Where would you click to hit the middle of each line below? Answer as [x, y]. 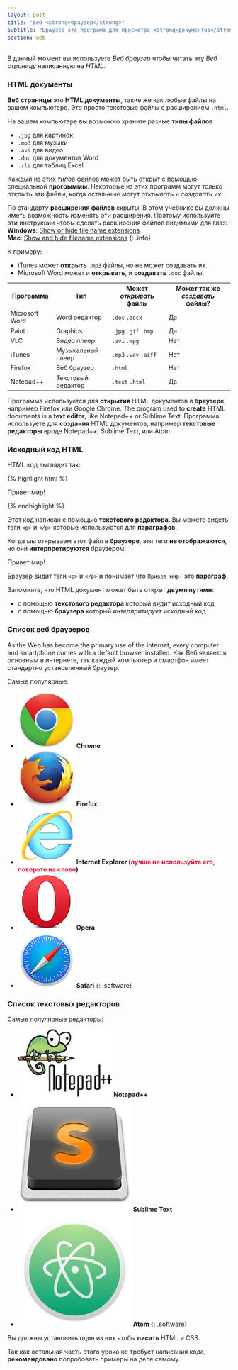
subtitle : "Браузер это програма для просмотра [79, 30]
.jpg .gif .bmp [132, 331]
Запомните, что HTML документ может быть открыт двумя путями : [110, 590]
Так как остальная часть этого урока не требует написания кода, [107, 1352]
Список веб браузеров [49, 630]
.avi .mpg [125, 341]
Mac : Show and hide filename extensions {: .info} [79, 238]
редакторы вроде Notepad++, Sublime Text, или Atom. [90, 431]
